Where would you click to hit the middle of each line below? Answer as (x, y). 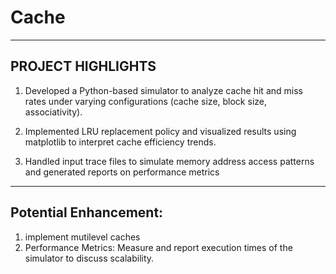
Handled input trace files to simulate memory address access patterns (169, 161)
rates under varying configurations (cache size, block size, (145, 101)
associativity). (53, 112)
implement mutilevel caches (82, 237)
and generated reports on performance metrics (122, 172)
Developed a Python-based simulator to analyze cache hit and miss (163, 90)
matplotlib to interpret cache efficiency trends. (120, 142)
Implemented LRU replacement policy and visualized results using (160, 131)
